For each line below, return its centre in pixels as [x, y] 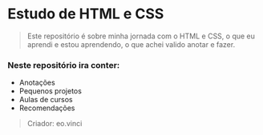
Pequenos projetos [50, 91]
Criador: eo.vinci [55, 124]
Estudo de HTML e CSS [86, 14]
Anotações [37, 83]
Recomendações [47, 108]
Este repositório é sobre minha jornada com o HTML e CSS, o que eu [141, 36]
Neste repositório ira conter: [64, 65]
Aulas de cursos [46, 100]
